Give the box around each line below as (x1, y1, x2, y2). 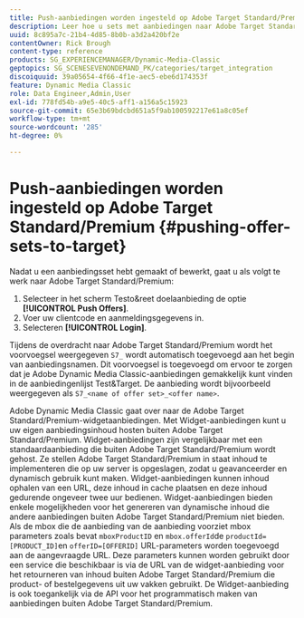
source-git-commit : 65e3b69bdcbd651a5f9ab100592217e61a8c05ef (9, 106, 249, 115)
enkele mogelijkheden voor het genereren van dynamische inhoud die (9, 501, 270, 512)
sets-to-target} (9, 237, 127, 256)
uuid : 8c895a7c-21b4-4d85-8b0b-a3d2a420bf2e (9, 30, 180, 39)
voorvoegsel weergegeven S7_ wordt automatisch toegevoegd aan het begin (9, 349, 295, 360)
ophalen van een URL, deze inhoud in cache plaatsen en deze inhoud (9, 482, 268, 493)
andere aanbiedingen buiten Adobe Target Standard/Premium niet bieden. (9, 511, 285, 522)
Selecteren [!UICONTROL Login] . (22, 322, 147, 333)
